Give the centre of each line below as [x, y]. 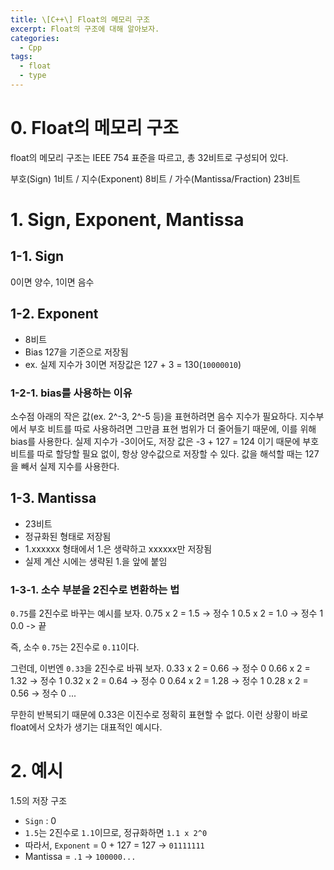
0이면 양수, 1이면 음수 [52, 282]
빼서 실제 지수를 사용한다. [70, 466]
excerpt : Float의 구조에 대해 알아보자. [85, 29]
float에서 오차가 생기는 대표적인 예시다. [86, 727]
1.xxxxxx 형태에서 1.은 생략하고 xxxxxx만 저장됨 [118, 548]
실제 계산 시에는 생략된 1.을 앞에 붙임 [96, 561]
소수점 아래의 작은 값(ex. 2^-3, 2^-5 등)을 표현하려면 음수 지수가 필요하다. [154, 416]
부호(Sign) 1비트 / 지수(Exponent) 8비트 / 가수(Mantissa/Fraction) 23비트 [155, 178]
